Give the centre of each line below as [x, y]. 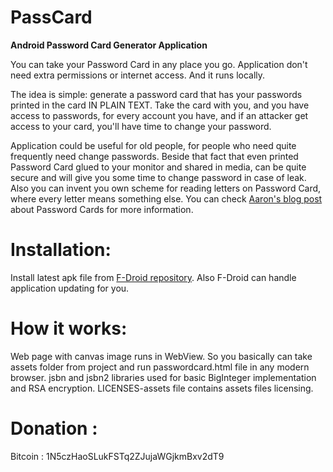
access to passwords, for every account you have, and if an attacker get [159, 115]
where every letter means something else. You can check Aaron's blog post [166, 198]
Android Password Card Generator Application [109, 45]
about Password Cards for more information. [102, 209]
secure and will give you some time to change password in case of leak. [158, 177]
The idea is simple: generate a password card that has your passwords [156, 94]
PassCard [51, 17]
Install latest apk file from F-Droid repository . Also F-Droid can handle [153, 277]
